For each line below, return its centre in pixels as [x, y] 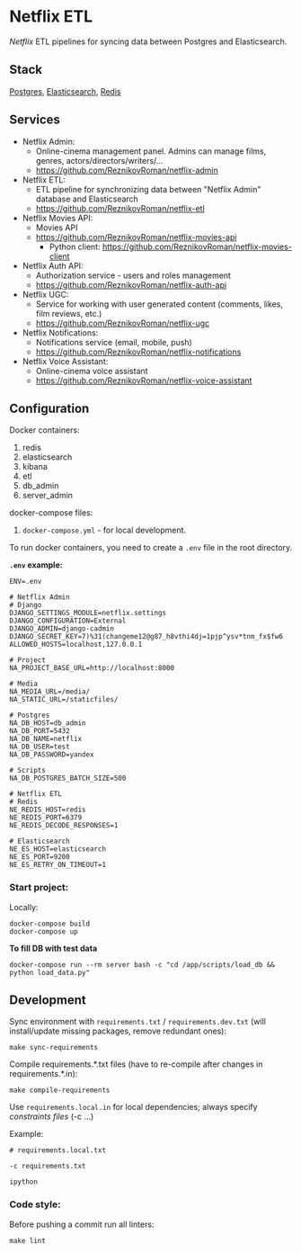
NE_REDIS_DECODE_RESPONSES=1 [64, 826]
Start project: [39, 888]
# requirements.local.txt [58, 1150]
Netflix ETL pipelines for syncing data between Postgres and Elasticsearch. [148, 41]
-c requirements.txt [48, 1167]
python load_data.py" [50, 972]
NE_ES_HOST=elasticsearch [58, 849]
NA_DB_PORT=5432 [40, 731]
